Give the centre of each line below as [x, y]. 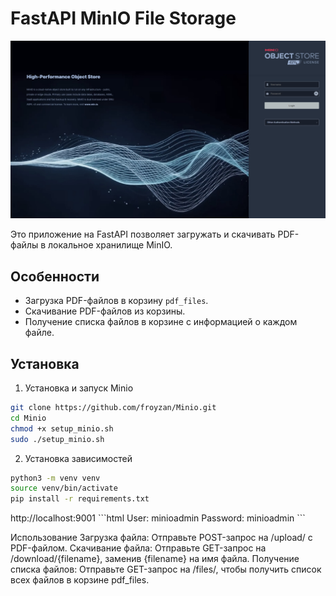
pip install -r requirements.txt [80, 499]
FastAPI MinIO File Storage [123, 18]
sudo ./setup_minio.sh [57, 439]
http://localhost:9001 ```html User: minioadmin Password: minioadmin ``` [158, 518]
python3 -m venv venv [55, 478]
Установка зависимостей [78, 458]
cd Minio [28, 418]
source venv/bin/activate [64, 488]
